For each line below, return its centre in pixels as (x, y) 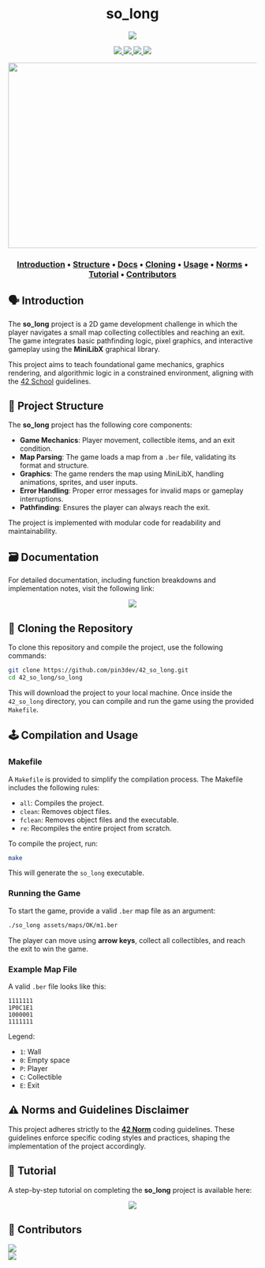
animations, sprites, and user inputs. (78, 483)
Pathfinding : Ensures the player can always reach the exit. (115, 508)
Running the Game (45, 893)
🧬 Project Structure (56, 406)
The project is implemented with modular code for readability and (114, 523)
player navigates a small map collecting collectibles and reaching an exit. (127, 332)
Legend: (22, 1036)
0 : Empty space (45, 1060)
